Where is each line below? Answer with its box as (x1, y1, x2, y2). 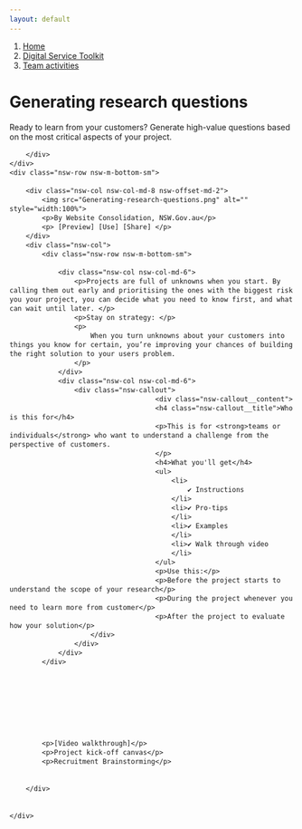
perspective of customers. (9, 439, 111, 448)
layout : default (9, 14, 71, 24)
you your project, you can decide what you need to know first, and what (9, 294, 294, 304)
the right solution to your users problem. (9, 349, 176, 358)
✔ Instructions (187, 485, 245, 494)
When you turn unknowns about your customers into (90, 331, 285, 340)
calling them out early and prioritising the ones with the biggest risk (9, 285, 294, 294)
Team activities (22, 60, 80, 71)
